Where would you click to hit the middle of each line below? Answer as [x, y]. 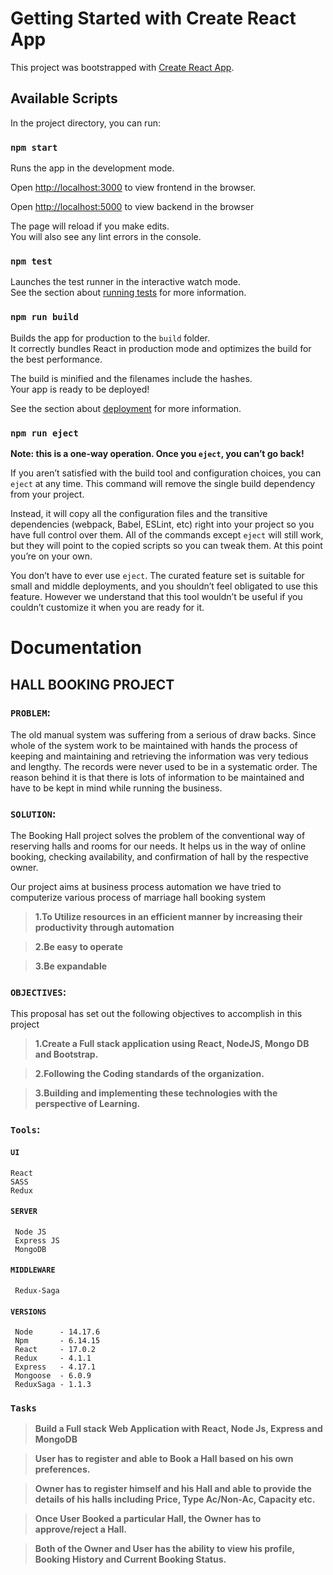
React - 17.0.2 [55, 1350]
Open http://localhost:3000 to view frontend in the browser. [133, 188]
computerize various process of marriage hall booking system [138, 898]
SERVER [24, 1212]
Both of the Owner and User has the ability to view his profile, [164, 1549]
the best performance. [56, 359]
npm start [34, 147]
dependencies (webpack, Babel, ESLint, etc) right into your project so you [162, 524]
